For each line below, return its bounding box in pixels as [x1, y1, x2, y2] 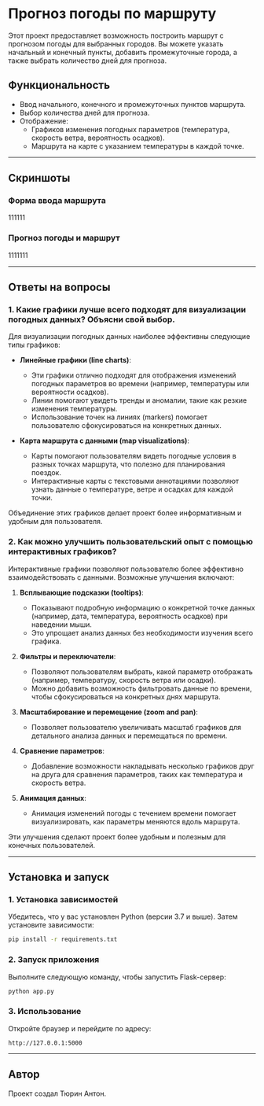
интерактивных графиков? [8, 546, 117, 557]
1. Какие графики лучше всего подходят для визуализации [8, 304, 246, 315]
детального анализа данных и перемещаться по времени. [31, 731, 228, 740]
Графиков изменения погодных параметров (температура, [31, 124, 230, 134]
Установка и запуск [8, 871, 110, 884]
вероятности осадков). [31, 387, 109, 397]
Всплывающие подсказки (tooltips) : [19, 588, 144, 597]
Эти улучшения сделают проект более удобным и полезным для [8, 831, 226, 842]
